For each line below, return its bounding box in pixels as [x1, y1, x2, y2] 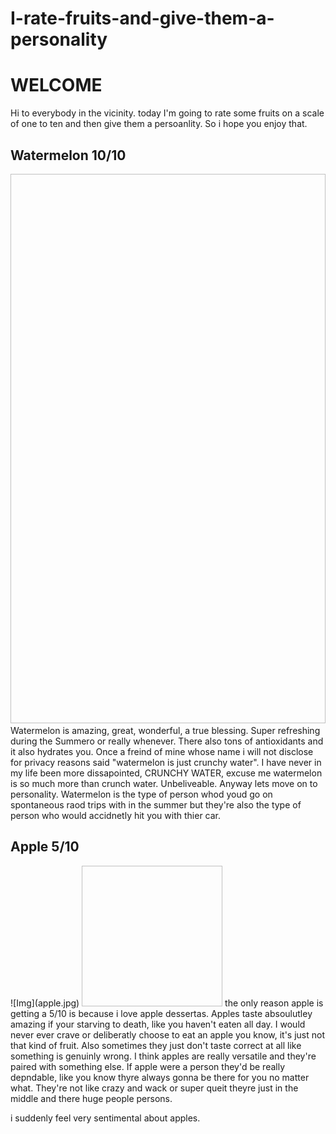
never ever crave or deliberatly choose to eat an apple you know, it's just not [10, 1028, 326, 1041]
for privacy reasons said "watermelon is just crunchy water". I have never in [10, 756, 322, 768]
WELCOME [10, 74, 103, 97]
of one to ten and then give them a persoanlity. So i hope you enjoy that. [10, 118, 308, 130]
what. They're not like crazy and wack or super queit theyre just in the [10, 1082, 299, 1094]
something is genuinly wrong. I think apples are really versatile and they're [10, 1050, 317, 1062]
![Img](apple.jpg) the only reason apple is [10, 997, 324, 1009]
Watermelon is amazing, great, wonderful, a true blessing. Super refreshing [10, 724, 321, 736]
